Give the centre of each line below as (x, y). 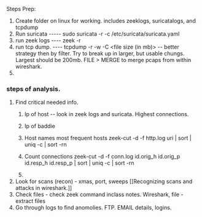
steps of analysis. (33, 89)
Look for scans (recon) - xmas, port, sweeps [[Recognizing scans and (104, 181)
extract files (30, 201)
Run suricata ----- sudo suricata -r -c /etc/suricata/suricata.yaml (97, 34)
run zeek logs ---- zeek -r (48, 40)
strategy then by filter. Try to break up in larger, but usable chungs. (100, 53)
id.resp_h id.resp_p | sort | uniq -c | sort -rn (79, 163)
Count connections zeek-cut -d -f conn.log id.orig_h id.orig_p (102, 157)
